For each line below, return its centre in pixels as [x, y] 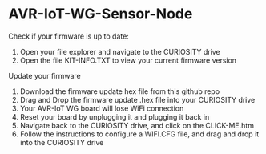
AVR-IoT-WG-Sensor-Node [101, 14]
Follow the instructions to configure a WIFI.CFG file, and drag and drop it [139, 134]
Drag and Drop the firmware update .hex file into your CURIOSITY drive [137, 99]
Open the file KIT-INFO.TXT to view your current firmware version [128, 60]
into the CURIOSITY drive [62, 142]
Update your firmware [45, 75]
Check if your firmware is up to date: [69, 36]
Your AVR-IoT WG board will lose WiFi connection [102, 108]
